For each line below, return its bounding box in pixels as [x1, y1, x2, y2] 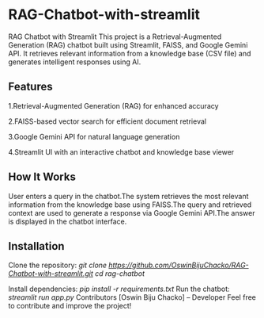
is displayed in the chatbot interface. [8, 216, 127, 226]
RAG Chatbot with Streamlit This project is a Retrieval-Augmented [8, 32, 222, 41]
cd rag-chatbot [94, 269, 145, 278]
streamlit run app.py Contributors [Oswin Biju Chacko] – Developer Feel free [8, 293, 257, 302]
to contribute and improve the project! [8, 301, 132, 311]
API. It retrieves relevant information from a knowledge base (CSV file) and [8, 48, 251, 58]
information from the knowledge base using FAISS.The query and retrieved [8, 200, 252, 209]
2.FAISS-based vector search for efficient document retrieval [8, 117, 207, 126]
